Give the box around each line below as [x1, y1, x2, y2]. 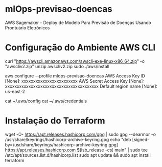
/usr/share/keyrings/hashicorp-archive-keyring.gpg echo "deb [5, 136, 131, 143]
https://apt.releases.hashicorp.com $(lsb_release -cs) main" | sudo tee [5, 147, 148, 153]
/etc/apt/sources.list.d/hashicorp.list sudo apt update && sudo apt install [5, 152, 151, 158]
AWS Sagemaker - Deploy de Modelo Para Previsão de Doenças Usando [5, 20, 152, 25]
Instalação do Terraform [5, 115, 105, 126]
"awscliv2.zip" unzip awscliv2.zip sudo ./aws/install [5, 63, 109, 69]
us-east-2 [5, 88, 25, 94]
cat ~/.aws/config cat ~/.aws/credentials [5, 98, 87, 104]
